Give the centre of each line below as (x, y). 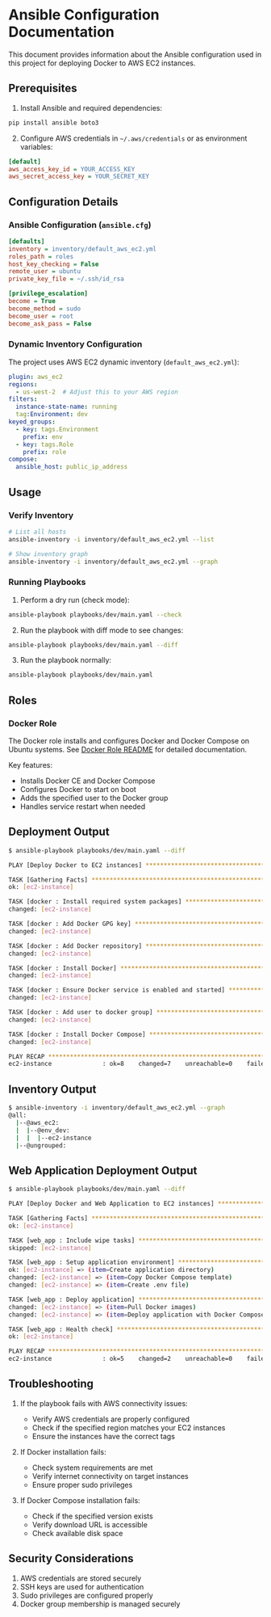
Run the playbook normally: (65, 660)
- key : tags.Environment (57, 429)
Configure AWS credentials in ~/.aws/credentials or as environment (133, 138)
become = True (32, 301)
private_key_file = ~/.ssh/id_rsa (67, 279)
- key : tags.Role (45, 444)
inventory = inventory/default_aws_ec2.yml (83, 249)
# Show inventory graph (48, 554)
